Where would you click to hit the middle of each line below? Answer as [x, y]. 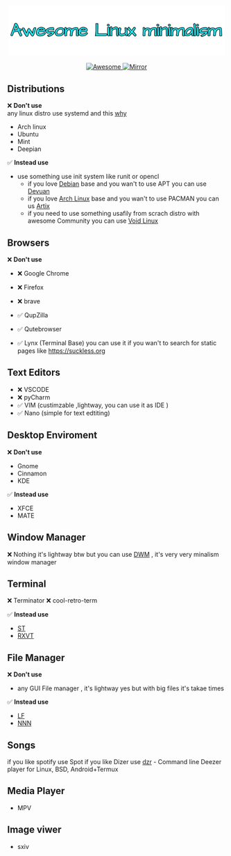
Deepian [29, 149]
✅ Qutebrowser [40, 329]
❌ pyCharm [34, 397]
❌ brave [28, 301]
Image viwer [34, 830]
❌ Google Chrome [43, 274]
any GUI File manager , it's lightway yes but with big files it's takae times [120, 688]
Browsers [28, 243]
